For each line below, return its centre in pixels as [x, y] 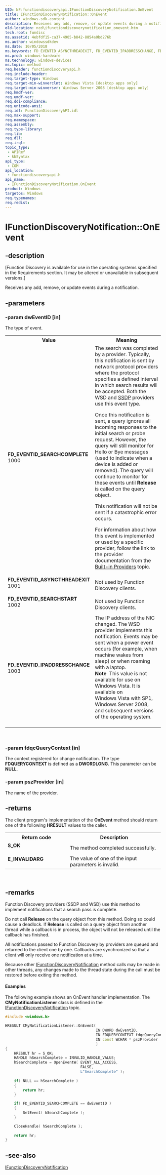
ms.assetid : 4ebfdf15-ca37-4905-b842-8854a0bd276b [58, 38]
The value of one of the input [104, 858]
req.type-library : [24, 129]
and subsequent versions [124, 711]
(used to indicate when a [123, 458]
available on [109, 692]
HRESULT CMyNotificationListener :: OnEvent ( [51, 1026]
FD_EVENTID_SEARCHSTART [42, 599]
